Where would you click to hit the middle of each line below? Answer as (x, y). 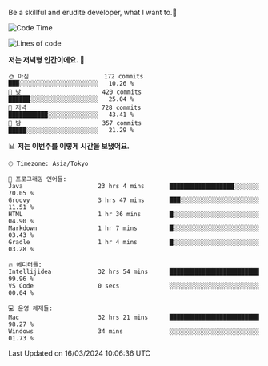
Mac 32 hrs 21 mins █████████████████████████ (134, 317)
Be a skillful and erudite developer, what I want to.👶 (93, 12)
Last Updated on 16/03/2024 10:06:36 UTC (80, 353)
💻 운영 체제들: (31, 308)
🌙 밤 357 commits (75, 123)
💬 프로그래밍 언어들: (38, 179)
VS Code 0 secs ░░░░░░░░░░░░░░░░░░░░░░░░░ (134, 286)
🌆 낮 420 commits (75, 92)
